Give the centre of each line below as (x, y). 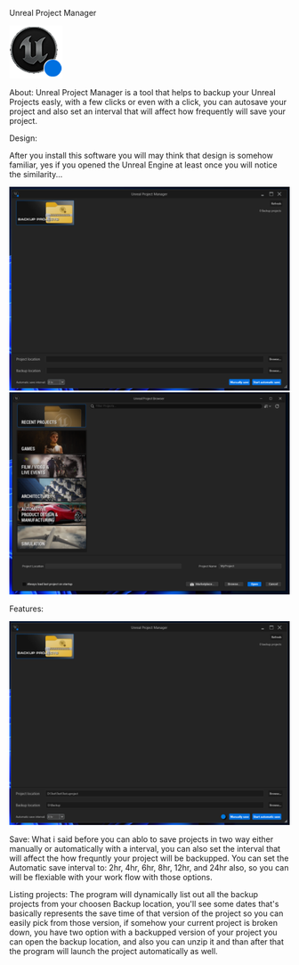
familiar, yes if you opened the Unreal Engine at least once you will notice (143, 165)
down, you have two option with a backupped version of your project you (143, 932)
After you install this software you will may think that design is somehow (141, 155)
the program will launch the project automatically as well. (113, 951)
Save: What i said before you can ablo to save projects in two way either (141, 839)
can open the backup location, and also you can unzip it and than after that (147, 941)
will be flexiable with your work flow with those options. (111, 877)
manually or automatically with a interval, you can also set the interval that (145, 848)
